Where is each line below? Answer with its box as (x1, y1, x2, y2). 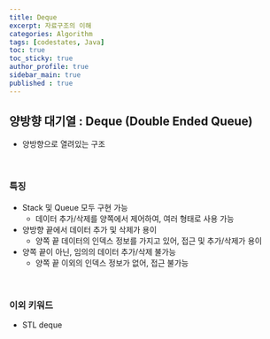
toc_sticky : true (9, 54, 73, 63)
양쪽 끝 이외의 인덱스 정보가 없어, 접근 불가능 (35, 258, 189, 268)
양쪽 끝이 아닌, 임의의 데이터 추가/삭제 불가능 (21, 246, 177, 257)
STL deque (21, 320, 63, 330)
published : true (9, 79, 73, 88)
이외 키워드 (9, 298, 54, 311)
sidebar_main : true (9, 71, 81, 80)
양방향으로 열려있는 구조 (21, 139, 106, 150)
